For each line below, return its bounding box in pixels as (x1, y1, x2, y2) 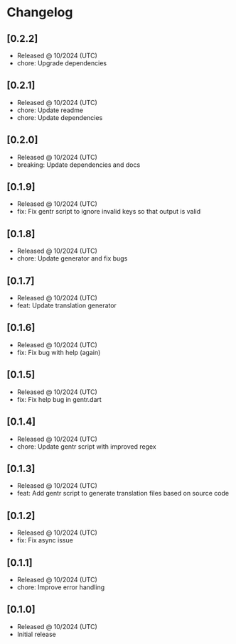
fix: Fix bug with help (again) (16, 348, 101, 356)
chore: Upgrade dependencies (16, 59, 107, 67)
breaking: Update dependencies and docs (16, 160, 141, 169)
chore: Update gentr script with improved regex (16, 442, 157, 451)
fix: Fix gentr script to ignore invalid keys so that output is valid (16, 207, 201, 216)
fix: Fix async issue (16, 536, 74, 545)
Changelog (6, 4, 73, 21)
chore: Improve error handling (16, 583, 105, 591)
